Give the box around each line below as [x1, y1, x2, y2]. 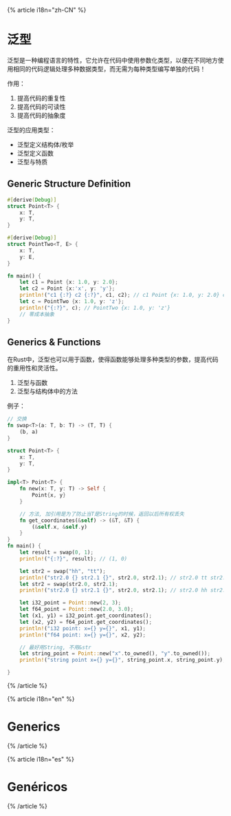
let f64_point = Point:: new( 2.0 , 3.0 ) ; [19, 606, 134, 613]
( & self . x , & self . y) [32, 523, 88, 530]
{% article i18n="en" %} [7, 695, 75, 703]
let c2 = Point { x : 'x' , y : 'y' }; [19, 285, 115, 292]
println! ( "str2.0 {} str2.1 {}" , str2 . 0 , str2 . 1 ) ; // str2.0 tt [19, 574, 208, 581]
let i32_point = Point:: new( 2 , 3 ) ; [19, 599, 122, 607]
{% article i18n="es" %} [7, 755, 74, 763]
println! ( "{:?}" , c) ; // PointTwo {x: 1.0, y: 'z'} [19, 304, 170, 311]
